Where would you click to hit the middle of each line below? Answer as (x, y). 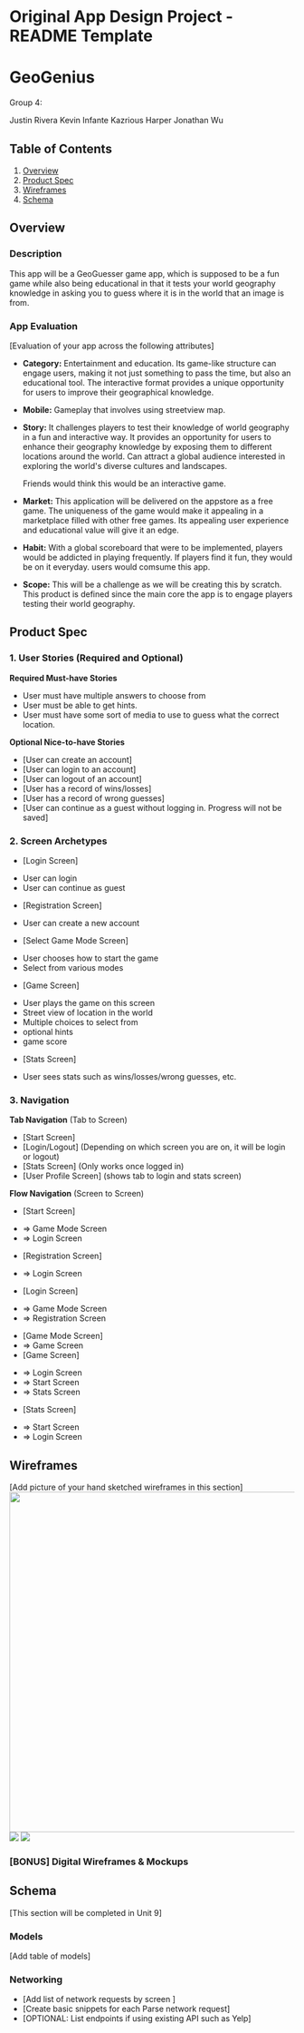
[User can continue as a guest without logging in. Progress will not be (152, 807)
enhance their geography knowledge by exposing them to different (147, 446)
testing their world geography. (79, 603)
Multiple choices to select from (80, 1021)
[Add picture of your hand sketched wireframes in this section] (126, 1487)
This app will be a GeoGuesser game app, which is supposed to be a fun (145, 273)
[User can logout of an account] (82, 778)
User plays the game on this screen (89, 1002)
